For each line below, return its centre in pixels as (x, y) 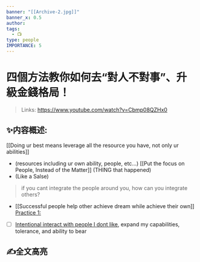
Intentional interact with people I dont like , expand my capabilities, (97, 224)
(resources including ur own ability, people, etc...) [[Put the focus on (100, 163)
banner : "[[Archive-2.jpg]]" (43, 12)
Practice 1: (28, 212)
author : (16, 23)
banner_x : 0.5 (24, 18)
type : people (23, 40)
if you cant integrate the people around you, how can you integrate (104, 188)
